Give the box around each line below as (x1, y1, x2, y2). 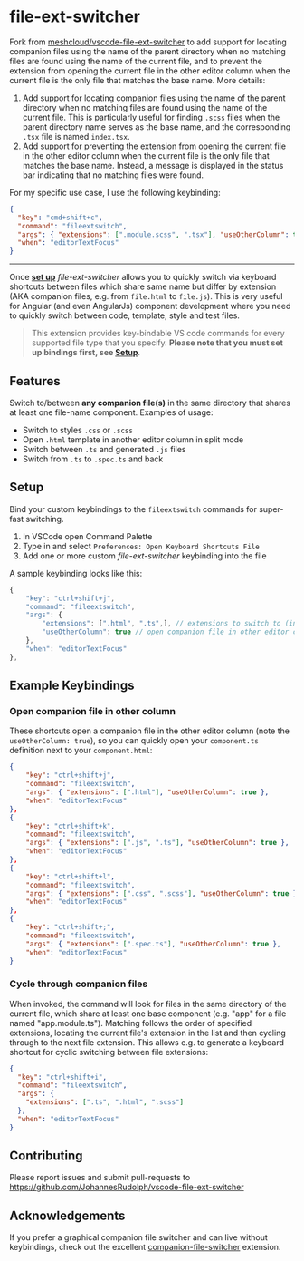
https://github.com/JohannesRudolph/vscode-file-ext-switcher (9, 1181, 244, 1193)
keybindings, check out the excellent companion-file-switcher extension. (9, 1242, 281, 1253)
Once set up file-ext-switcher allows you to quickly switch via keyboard (9, 272, 277, 283)
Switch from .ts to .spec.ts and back (22, 453, 164, 464)
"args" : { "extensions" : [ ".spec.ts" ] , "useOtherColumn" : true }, (25, 939, 281, 948)
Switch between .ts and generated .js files (22, 444, 186, 454)
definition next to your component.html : (9, 745, 153, 756)
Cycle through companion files (9, 977, 148, 990)
